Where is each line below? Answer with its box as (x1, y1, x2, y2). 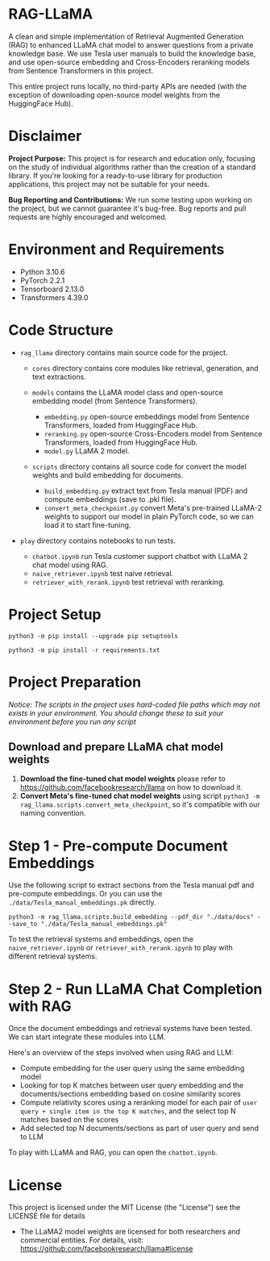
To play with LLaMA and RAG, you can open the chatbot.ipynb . (8, 1147, 218, 1158)
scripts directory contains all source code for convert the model (31, 461, 247, 471)
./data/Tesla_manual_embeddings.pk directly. (8, 897, 156, 908)
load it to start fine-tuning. (44, 520, 131, 529)
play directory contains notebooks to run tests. (19, 536, 176, 545)
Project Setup (8, 605, 102, 624)
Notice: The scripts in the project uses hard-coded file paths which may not (8, 699, 260, 709)
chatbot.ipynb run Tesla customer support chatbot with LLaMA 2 (31, 551, 248, 561)
